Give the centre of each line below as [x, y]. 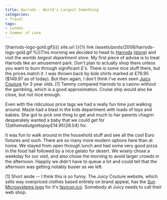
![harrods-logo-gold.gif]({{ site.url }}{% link [49, 47]
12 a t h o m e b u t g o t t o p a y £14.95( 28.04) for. [46, 125]
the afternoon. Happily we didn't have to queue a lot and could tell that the [81, 161]
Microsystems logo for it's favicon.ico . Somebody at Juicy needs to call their [83, 187]
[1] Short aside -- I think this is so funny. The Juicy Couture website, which [82, 176]
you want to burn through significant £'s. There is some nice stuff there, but [83, 68]
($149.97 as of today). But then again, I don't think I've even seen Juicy [78, 79]
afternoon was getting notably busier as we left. [54, 167]
